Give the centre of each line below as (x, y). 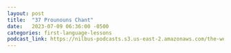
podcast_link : (27, 39)
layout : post (26, 13)
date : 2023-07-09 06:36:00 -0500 (58, 26)
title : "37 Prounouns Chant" (51, 20)
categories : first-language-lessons (59, 33)
